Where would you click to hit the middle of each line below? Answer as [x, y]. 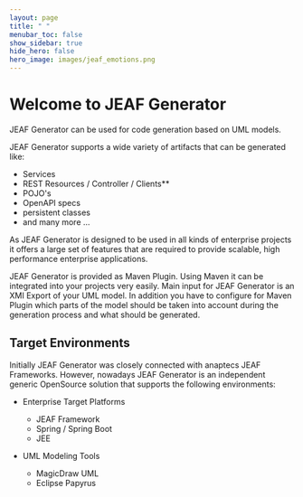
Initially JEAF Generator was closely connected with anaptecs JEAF [135, 365]
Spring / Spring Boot [74, 428]
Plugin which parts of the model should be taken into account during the [144, 305]
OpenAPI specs [52, 202]
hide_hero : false [42, 52]
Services [39, 173]
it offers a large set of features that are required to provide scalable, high [145, 248]
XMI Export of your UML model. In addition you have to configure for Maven [151, 295]
